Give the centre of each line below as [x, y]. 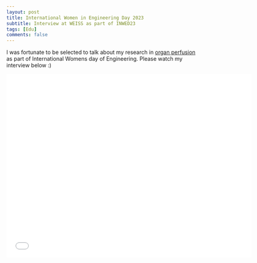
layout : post [23, 12]
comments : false [27, 35]
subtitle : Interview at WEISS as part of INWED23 [71, 23]
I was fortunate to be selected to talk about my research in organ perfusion [101, 52]
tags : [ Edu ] [21, 29]
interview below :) [29, 66]
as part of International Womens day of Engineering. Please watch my [94, 59]
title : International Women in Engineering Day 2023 [75, 18]
